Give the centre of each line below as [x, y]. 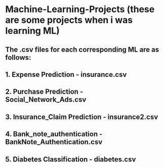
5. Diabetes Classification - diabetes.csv [71, 159]
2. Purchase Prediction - [44, 92]
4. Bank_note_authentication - [54, 134]
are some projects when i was [69, 20]
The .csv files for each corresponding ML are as [82, 49]
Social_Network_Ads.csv [46, 100]
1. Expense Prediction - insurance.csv [66, 74]
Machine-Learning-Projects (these [80, 9]
